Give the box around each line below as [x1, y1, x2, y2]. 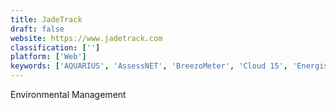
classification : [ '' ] [10, 42, 101, 53]
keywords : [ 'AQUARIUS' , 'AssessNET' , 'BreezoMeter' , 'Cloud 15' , [10, 61, 289, 71]
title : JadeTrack [10, 14, 83, 25]
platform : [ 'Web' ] [10, 52, 87, 62]
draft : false [10, 24, 65, 34]
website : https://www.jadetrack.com [10, 33, 163, 43]
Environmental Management [10, 89, 127, 100]
